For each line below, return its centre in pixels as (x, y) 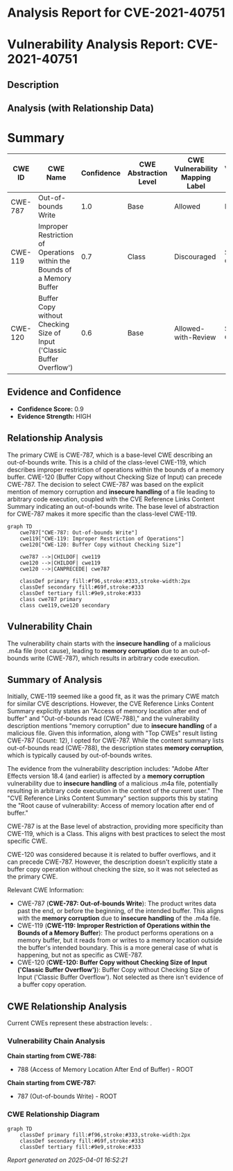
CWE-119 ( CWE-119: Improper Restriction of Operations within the (114, 926)
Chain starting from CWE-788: (52, 1056)
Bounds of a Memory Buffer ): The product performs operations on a (115, 933)
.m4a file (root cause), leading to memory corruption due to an (98, 650)
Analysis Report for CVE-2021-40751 (116, 13)
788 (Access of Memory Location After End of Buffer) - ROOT (105, 1070)
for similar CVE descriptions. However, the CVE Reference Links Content (111, 704)
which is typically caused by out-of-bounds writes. (80, 755)
